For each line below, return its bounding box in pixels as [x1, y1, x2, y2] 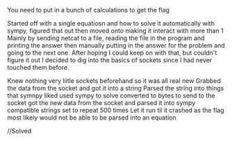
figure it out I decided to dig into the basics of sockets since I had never [7, 56, 213, 64]
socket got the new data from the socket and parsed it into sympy [7, 99, 196, 106]
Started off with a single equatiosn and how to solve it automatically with [7, 19, 215, 27]
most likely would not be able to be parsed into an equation [7, 113, 177, 122]
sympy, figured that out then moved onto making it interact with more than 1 [7, 27, 224, 35]
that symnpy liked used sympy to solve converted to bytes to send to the [7, 91, 215, 100]
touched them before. [7, 64, 69, 71]
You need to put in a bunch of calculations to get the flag [7, 6, 170, 14]
